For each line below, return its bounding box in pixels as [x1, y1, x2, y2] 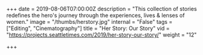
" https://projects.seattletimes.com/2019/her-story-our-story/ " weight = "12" [6, 31, 197, 38]
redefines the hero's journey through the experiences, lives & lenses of [6, 12, 185, 19]
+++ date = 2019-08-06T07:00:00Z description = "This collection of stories [6, 5, 197, 12]
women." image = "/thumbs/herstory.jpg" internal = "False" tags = [6, 18, 173, 25]
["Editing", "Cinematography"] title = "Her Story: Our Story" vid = [6, 24, 170, 32]
